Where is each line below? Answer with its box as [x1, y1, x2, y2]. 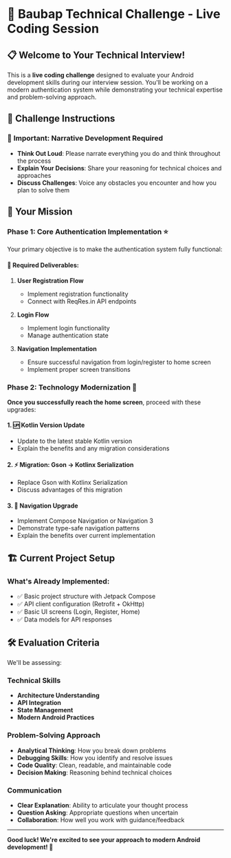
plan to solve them [16, 186, 70, 194]
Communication [7, 786, 62, 795]
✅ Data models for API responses [16, 615, 112, 623]
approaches [16, 171, 52, 179]
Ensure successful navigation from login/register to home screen [27, 358, 211, 366]
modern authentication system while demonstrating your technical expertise [7, 86, 223, 94]
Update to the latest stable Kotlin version [16, 437, 133, 446]
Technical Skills [7, 675, 61, 685]
